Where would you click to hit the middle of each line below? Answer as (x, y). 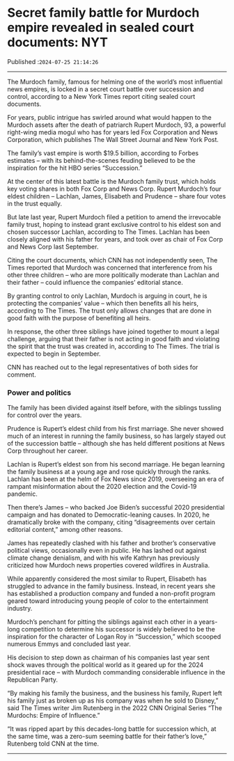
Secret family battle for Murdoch (103, 13)
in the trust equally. (35, 203)
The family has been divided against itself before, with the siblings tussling (114, 408)
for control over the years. (45, 415)
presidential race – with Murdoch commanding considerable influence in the (116, 673)
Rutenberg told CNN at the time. (53, 744)
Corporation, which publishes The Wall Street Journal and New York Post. (113, 139)
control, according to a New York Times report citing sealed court (101, 96)
